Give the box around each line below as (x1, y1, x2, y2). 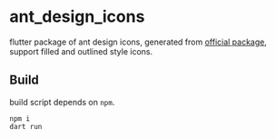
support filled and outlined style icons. (9, 45, 153, 56)
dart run (9, 122, 43, 131)
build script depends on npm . (9, 96, 115, 107)
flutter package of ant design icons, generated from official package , (9, 36, 268, 47)
